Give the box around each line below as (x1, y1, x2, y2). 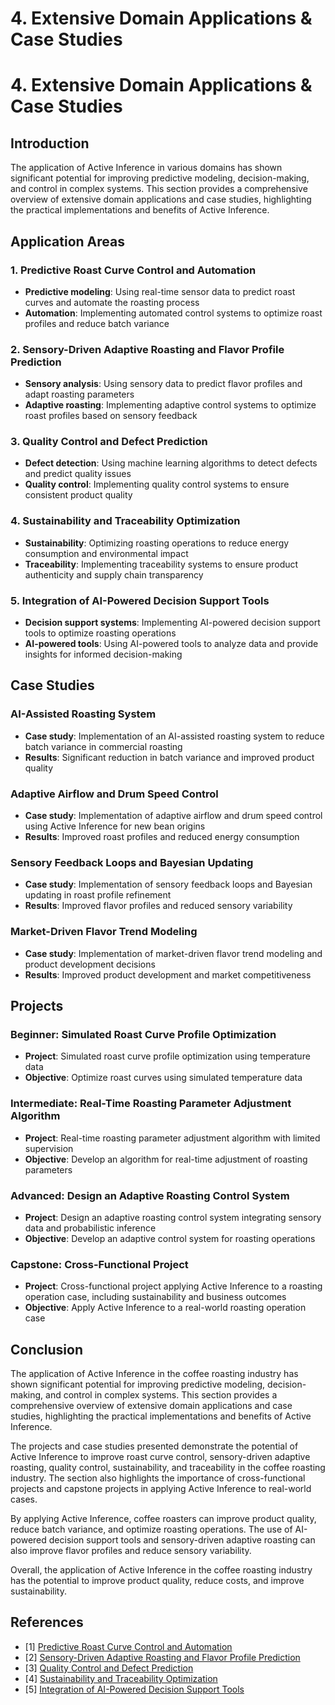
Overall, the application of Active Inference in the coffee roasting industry (10, 1564, 313, 1576)
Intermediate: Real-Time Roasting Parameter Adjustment (10, 1097, 292, 1111)
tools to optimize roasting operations (24, 627, 177, 639)
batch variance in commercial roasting (24, 740, 183, 752)
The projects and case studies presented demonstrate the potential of (10, 1440, 299, 1452)
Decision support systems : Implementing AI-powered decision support (24, 617, 321, 629)
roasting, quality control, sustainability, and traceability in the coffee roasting (10, 1462, 326, 1474)
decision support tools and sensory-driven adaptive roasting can (48, 1534, 316, 1546)
